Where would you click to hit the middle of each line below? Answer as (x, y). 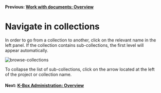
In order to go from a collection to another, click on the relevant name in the (81, 40)
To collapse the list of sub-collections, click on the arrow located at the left (80, 69)
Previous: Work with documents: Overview (49, 7)
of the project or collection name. (38, 74)
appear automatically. (27, 50)
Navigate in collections (52, 26)
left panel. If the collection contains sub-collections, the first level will (74, 45)
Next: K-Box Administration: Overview (45, 86)
